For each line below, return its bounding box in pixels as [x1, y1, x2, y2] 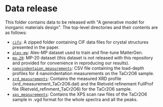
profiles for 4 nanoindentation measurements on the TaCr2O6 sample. [12, 70, 155, 76]
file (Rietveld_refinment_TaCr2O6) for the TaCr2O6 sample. [12, 86, 132, 92]
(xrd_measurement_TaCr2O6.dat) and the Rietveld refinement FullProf [12, 80, 154, 86]
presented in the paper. [12, 44, 60, 50]
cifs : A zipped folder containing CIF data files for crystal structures [12, 39, 149, 45]
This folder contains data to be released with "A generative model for [5, 19, 145, 25]
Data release [5, 3, 58, 14]
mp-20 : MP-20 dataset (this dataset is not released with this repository [12, 54, 153, 60]
